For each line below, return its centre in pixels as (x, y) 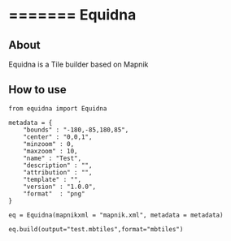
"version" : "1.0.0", (59, 187)
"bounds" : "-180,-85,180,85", (76, 130)
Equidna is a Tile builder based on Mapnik (78, 64)
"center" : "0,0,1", (58, 137)
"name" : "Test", (52, 158)
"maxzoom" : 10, (51, 151)
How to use (37, 90)
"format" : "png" (54, 194)
